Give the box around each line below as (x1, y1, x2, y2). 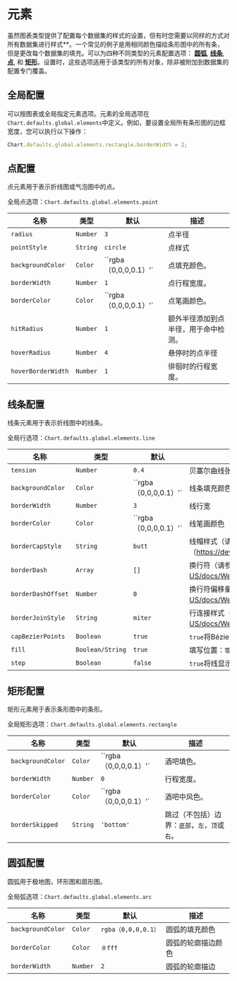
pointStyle (11, 243, 47, 252)
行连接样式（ (189, 608, 232, 618)
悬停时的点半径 (168, 348, 218, 358)
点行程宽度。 (168, 279, 211, 289)
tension (11, 466, 37, 475)
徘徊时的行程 (168, 361, 211, 371)
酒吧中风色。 (164, 792, 208, 802)
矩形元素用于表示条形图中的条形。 (7, 705, 107, 714)
